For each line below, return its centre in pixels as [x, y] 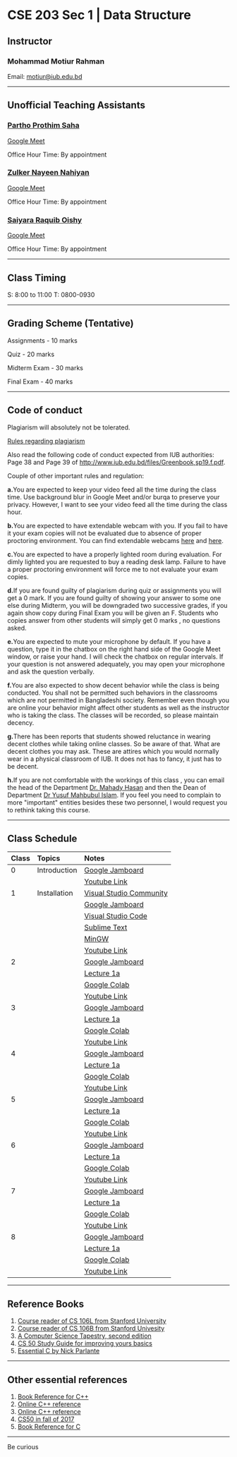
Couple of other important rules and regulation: [76, 475]
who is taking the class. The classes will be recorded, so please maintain [113, 715]
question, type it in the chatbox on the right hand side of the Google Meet [114, 649]
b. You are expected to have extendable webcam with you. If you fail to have [117, 525]
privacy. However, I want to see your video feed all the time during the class [117, 504]
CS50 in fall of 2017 [46, 1419]
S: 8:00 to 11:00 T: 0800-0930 [51, 294]
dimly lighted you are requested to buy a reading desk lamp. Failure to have [117, 561]
